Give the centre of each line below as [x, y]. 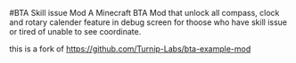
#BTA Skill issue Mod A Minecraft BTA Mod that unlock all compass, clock [144, 13]
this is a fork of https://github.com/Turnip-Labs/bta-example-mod [130, 49]
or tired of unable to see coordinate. [75, 31]
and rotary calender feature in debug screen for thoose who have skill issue [148, 22]
